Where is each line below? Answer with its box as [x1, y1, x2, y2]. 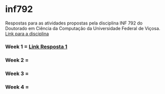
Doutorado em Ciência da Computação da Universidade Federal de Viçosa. [5, 25, 160, 31]
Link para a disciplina [5, 30, 49, 36]
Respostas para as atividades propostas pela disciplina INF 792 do [5, 20, 143, 26]
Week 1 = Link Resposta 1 [5, 43, 68, 50]
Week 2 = [5, 56, 29, 63]
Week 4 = [5, 83, 29, 90]
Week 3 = [5, 70, 29, 77]
